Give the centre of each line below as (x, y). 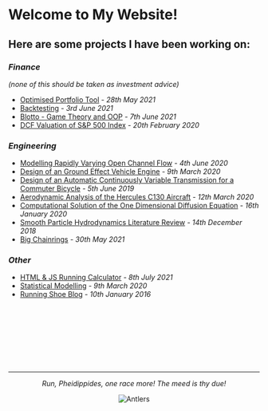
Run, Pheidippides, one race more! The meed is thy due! (134, 384)
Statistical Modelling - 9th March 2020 (83, 286)
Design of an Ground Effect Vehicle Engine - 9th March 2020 (120, 172)
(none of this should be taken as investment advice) (94, 84)
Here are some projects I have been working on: (129, 44)
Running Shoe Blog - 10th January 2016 (85, 294)
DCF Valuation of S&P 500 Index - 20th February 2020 (109, 124)
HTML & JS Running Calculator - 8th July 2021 (96, 278)
